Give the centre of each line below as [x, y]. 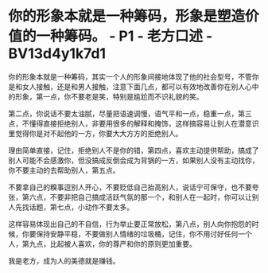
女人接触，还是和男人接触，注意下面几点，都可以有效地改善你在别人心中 [140, 86]
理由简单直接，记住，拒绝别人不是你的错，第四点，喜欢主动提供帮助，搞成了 [134, 150]
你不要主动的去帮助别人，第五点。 [64, 170]
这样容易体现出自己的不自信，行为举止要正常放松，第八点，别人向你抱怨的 [130, 224]
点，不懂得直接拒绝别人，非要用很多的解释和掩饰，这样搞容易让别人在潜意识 [134, 123]
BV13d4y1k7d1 [57, 54]
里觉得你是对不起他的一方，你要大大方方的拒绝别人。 [95, 133]
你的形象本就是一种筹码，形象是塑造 [127, 16]
